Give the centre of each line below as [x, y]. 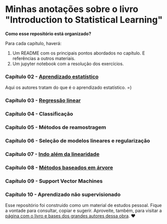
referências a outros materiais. [44, 58]
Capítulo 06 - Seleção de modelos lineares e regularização [78, 140]
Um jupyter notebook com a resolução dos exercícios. [68, 63]
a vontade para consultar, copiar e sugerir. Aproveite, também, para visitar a [83, 210]
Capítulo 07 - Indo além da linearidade [52, 154]
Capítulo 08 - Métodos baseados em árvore [59, 167]
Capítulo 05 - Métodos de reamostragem [56, 127]
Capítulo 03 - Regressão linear [43, 100]
